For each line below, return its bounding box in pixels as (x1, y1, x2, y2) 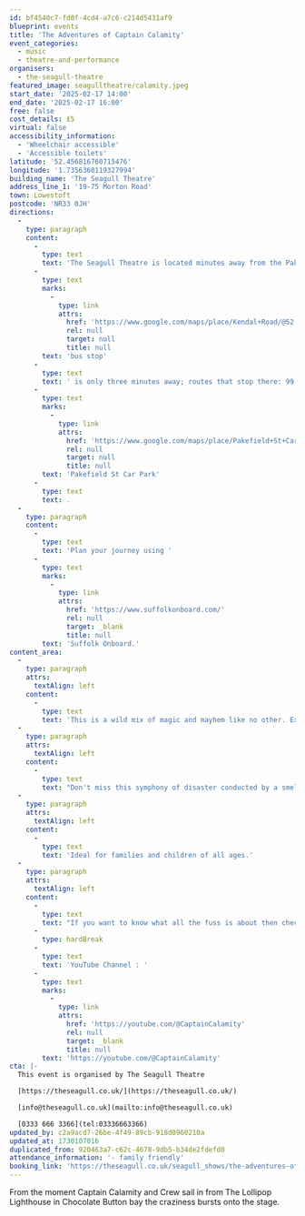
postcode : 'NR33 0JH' (9, 199, 92, 209)
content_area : (9, 648, 64, 657)
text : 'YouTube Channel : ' (42, 960, 148, 970)
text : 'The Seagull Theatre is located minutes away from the (42, 258, 282, 268)
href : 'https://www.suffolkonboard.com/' (66, 606, 225, 615)
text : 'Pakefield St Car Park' (42, 470, 161, 479)
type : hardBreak (42, 935, 103, 944)
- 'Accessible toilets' (17, 148, 107, 157)
